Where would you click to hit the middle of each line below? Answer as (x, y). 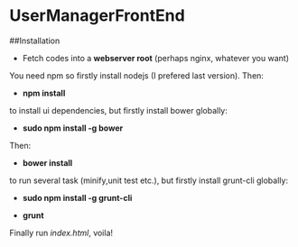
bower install (47, 162)
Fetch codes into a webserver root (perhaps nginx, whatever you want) (155, 58)
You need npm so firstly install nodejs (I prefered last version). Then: (137, 75)
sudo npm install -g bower (73, 128)
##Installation (35, 41)
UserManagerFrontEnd (97, 16)
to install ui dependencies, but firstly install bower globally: (119, 110)
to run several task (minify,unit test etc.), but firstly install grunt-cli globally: (149, 180)
